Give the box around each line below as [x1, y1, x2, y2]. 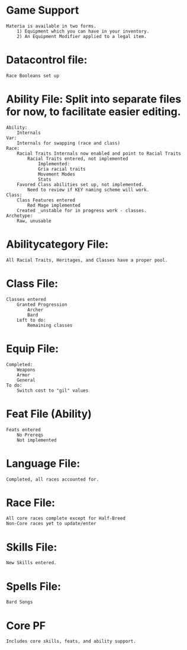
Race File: [6, 496, 55, 510]
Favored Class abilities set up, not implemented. [17, 181, 144, 187]
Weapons [17, 367, 36, 373]
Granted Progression [17, 302, 67, 308]
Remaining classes [27, 322, 73, 328]
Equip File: [6, 342, 59, 356]
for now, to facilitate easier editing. [6, 105, 182, 119]
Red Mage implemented [27, 202, 81, 208]
